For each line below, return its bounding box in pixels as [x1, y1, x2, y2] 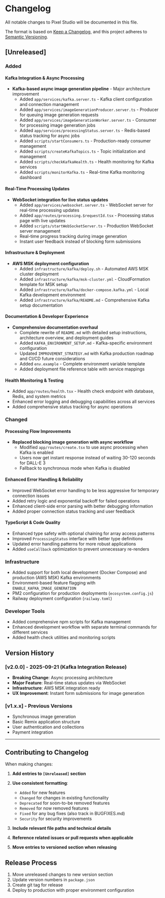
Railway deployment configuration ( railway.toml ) [12, 596, 112, 602]
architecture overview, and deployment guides [19, 335, 114, 341]
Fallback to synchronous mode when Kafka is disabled [19, 465, 130, 471]
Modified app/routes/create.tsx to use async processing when [19, 445, 148, 450]
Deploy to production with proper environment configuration [12, 887, 135, 893]
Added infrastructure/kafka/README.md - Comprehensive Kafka [19, 297, 150, 303]
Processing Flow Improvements [5, 428, 71, 434]
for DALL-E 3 [19, 460, 46, 466]
